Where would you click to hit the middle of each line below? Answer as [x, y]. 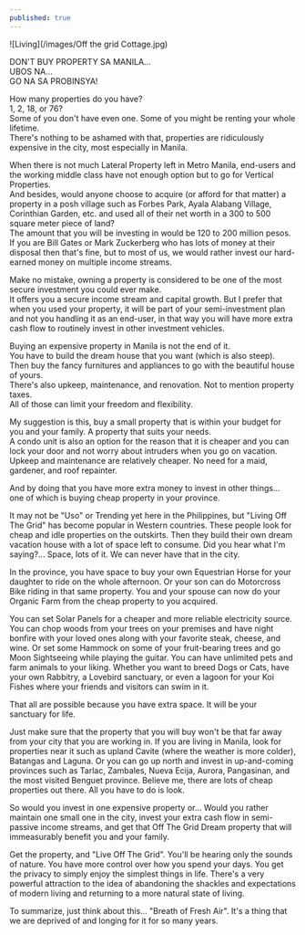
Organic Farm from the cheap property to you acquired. [114, 601]
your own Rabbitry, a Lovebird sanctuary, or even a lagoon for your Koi [142, 677]
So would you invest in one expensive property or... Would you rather [139, 807]
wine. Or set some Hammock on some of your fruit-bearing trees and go [145, 647]
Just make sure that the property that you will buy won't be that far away [146, 731]
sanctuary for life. [42, 714]
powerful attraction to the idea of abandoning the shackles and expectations [152, 883]
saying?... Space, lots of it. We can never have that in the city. [125, 554]
